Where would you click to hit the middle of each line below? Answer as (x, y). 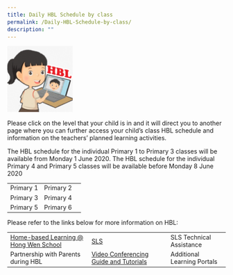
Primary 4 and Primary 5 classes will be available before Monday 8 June (110, 166)
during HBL (26, 262)
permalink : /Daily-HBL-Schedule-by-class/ (69, 22)
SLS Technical (191, 237)
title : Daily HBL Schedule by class (60, 15)
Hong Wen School (36, 245)
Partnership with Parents (45, 254)
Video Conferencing (120, 254)
